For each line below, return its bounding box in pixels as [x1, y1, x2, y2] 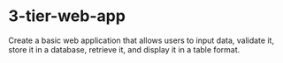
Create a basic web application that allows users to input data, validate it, [8, 35, 275, 45]
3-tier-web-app [8, 6, 126, 26]
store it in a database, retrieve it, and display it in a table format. [8, 44, 241, 54]
